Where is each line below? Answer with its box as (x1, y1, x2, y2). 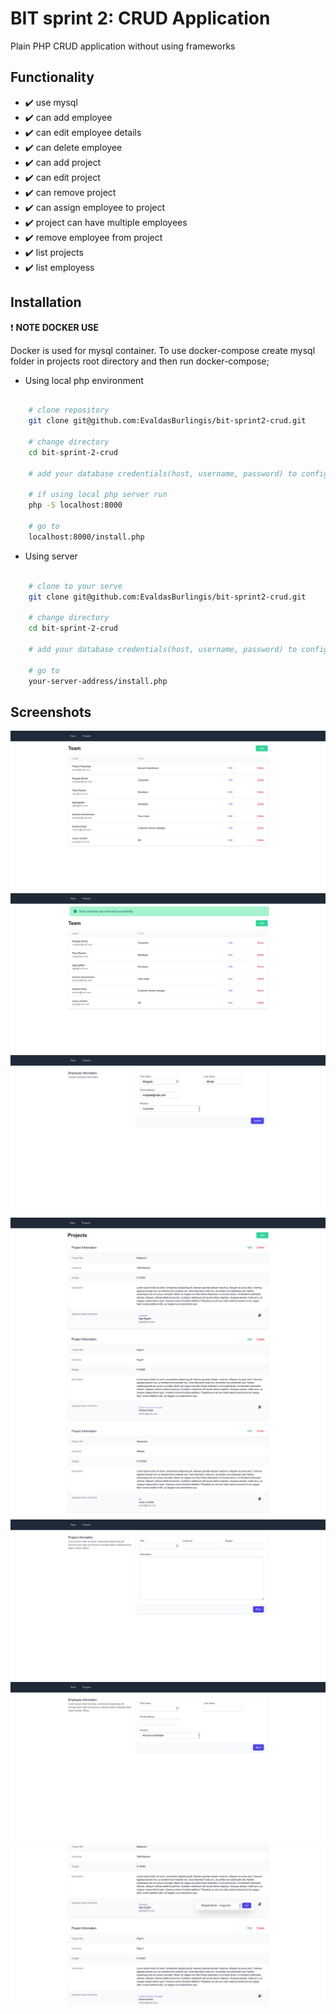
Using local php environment (24, 374, 144, 386)
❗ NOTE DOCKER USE (10, 321, 99, 333)
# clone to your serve (28, 581, 123, 591)
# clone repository (28, 405, 110, 416)
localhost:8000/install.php (28, 532, 145, 542)
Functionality (10, 69, 95, 86)
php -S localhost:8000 (28, 500, 123, 511)
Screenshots (10, 703, 92, 721)
